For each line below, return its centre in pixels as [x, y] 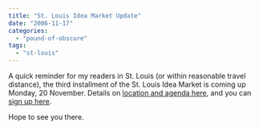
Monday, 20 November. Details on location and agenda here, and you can [130, 93]
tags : [17, 46]
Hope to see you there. [46, 117]
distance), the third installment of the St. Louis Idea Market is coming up [127, 84]
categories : [28, 30]
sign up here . [30, 102]
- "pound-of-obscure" [52, 38]
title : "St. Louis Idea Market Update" [75, 16]
